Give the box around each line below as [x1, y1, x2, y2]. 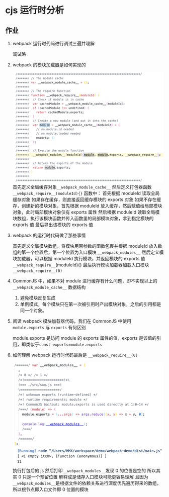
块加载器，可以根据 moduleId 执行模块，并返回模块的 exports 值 [12, 255, 145, 261]
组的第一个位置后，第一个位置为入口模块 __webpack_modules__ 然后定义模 [12, 249, 164, 255]
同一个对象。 [20, 307, 47, 313]
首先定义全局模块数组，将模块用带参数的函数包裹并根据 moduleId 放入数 [12, 243, 162, 249]
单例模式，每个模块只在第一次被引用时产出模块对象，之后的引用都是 [20, 301, 161, 307]
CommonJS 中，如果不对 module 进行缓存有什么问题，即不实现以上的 [12, 277, 157, 284]
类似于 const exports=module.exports [26, 341, 103, 347]
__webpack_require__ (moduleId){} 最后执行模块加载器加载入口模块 [12, 262, 149, 268]
